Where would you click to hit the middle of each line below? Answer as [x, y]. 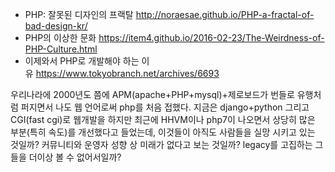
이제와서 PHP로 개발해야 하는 [82, 61]
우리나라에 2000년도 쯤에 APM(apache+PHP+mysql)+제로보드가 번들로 [152, 94]
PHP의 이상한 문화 [60, 37]
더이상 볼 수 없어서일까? [75, 157]
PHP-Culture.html [61, 49]
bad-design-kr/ [56, 26]
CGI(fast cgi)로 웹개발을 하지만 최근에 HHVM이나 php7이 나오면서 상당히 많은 [163, 119]
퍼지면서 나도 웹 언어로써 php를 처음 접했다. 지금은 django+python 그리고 [165, 107]
